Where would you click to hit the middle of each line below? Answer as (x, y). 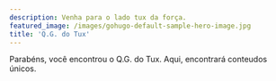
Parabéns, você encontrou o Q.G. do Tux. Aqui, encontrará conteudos (138, 60)
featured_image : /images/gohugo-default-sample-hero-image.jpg (130, 26)
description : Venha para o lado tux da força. (98, 17)
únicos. (23, 69)
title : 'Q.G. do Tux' (50, 34)
